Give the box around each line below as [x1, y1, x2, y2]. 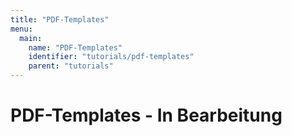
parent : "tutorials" [28, 61, 114, 71]
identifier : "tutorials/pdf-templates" [28, 52, 195, 62]
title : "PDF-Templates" [10, 14, 110, 25]
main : [19, 33, 43, 43]
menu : [10, 24, 33, 34]
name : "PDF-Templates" [28, 42, 123, 53]
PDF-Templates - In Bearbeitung [10, 104, 283, 127]
